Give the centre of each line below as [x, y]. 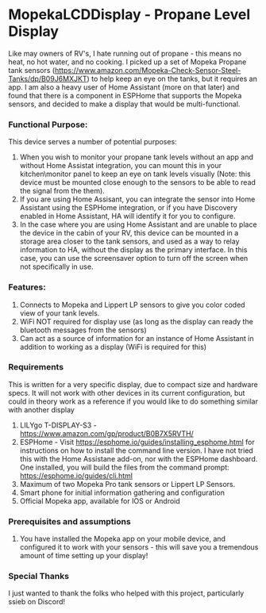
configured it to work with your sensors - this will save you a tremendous [139, 547]
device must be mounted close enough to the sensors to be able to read [138, 182]
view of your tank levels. [60, 313]
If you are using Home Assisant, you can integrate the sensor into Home [137, 199]
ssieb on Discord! [37, 602]
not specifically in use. [56, 266]
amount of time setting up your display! [84, 556]
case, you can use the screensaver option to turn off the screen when [134, 259]
